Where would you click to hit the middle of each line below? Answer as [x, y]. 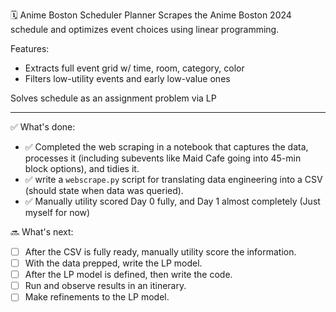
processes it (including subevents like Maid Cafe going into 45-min [163, 158]
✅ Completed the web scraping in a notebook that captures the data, [166, 147]
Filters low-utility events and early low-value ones [127, 78]
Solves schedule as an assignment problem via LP [113, 98]
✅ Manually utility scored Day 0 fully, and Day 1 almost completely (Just [172, 201]
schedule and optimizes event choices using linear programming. [145, 29]
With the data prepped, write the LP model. [113, 263]
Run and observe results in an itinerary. [105, 286]
